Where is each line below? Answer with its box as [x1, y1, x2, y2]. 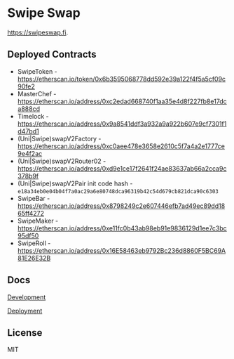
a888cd [17, 104, 41, 113]
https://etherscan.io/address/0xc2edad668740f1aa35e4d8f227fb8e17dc [17, 97, 227, 105]
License [7, 327, 43, 339]
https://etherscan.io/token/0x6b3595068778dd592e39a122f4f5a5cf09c [17, 74, 226, 83]
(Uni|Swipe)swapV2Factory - [17, 134, 102, 143]
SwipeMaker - [17, 216, 59, 225]
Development [7, 293, 46, 301]
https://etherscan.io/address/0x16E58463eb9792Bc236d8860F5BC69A [17, 246, 226, 254]
